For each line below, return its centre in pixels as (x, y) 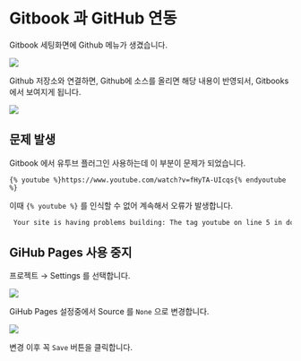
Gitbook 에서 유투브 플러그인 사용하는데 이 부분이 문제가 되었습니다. (128, 163)
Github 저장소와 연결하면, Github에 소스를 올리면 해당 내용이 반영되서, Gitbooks (149, 81)
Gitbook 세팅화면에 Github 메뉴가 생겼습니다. (89, 45)
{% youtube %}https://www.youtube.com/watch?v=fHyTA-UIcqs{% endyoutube (148, 180)
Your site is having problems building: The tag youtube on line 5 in (147, 222)
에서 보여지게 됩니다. (45, 91)
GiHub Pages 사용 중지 (71, 253)
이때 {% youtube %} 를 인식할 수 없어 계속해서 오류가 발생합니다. (121, 205)
